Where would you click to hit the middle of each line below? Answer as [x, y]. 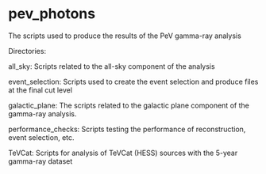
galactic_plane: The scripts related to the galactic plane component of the [129, 105]
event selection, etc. [41, 137]
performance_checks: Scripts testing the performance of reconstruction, [127, 129]
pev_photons [52, 14]
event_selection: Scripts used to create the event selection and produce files [133, 81]
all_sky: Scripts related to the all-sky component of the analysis [112, 66]
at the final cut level [40, 90]
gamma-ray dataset [40, 161]
